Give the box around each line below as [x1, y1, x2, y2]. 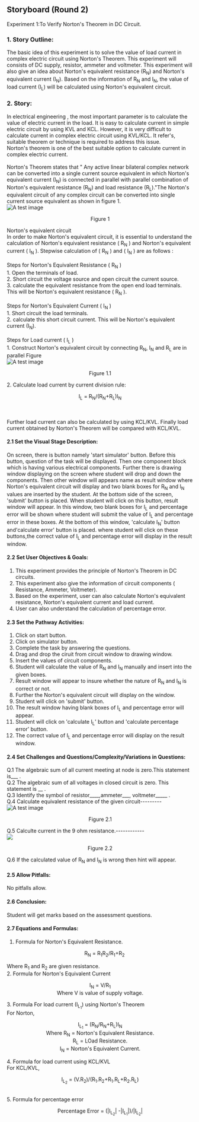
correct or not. [15, 685, 51, 692]
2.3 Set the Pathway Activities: [7, 619, 85, 626]
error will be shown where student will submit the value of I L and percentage [7, 511, 194, 519]
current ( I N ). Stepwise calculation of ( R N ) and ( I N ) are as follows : [7, 248, 174, 256]
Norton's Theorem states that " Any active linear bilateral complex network [7, 163, 189, 170]
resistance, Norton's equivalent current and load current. [15, 598, 155, 606]
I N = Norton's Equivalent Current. [59, 1045, 141, 1053]
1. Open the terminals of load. [7, 269, 79, 276]
